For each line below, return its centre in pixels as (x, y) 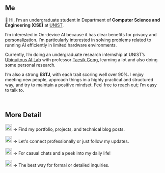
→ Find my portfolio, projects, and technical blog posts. (69, 129)
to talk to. (15, 90)
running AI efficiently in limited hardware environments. (61, 45)
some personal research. (30, 65)
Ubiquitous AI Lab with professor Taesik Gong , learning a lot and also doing (82, 60)
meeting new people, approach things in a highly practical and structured (79, 79)
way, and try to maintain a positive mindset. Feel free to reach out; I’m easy (81, 85)
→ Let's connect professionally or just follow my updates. (71, 141)
